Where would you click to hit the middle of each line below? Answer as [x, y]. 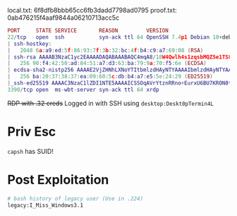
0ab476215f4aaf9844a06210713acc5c [63, 18]
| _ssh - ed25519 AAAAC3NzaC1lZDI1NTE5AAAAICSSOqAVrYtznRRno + [96, 83]
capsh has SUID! [31, 151]
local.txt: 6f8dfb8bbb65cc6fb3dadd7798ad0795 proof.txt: [92, 10]
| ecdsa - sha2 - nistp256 [41, 70]
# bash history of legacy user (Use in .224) [75, 198]
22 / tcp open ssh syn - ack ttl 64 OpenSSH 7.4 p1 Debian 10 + [115, 37]
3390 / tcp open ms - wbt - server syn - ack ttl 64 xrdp [83, 90]
